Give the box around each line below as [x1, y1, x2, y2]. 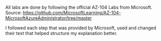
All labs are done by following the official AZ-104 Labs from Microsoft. [5, 5, 152, 10]
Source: [5, 10, 22, 16]
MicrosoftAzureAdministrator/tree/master [5, 15, 92, 21]
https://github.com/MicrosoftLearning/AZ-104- [22, 10, 121, 16]
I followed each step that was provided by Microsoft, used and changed [5, 25, 156, 31]
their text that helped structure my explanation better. [5, 30, 118, 36]
